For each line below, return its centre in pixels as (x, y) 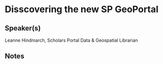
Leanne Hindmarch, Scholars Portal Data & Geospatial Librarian (72, 40)
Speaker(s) (23, 28)
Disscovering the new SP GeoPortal (82, 9)
